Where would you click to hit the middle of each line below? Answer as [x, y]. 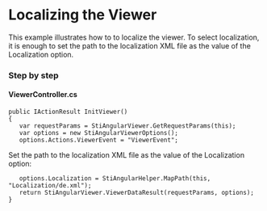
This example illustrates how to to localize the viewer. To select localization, [134, 37]
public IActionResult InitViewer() [68, 112]
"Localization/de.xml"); [50, 186]
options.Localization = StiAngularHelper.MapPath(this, [115, 179]
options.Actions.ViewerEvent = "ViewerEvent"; [99, 140]
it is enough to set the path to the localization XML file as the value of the [130, 45]
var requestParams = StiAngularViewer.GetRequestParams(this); [127, 126]
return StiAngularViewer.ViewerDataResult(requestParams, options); [136, 193]
